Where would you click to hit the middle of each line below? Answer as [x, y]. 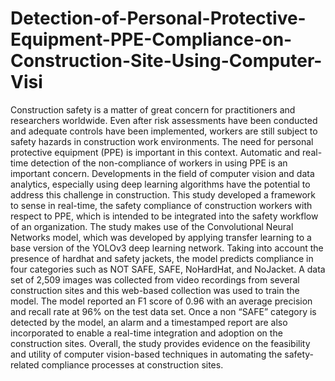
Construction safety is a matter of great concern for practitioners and [153, 109]
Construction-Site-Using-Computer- [166, 61]
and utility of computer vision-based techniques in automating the [146, 354]
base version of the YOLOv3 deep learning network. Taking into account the [167, 248]
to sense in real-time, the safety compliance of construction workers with [161, 205]
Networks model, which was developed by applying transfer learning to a [161, 237]
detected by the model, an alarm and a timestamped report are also [149, 322]
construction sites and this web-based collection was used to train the [155, 290]
